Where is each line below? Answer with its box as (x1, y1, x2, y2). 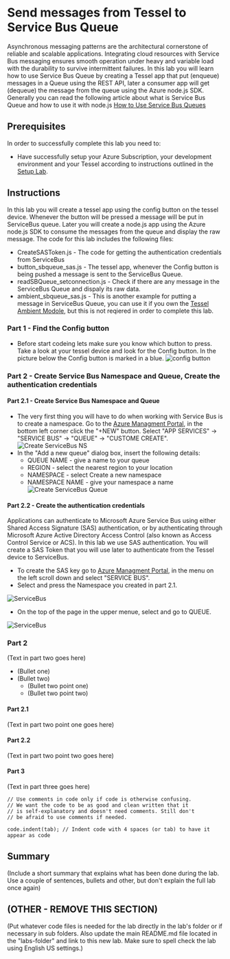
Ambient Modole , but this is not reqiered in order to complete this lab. (16, 307, 214, 315)
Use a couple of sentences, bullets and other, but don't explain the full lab (7, 876, 216, 885)
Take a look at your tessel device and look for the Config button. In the (16, 347, 216, 355)
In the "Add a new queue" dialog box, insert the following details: (16, 448, 200, 457)
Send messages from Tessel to (7, 5, 187, 21)
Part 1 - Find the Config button (7, 324, 110, 333)
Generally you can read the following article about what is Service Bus (7, 93, 206, 101)
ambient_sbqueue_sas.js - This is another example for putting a (16, 291, 197, 300)
